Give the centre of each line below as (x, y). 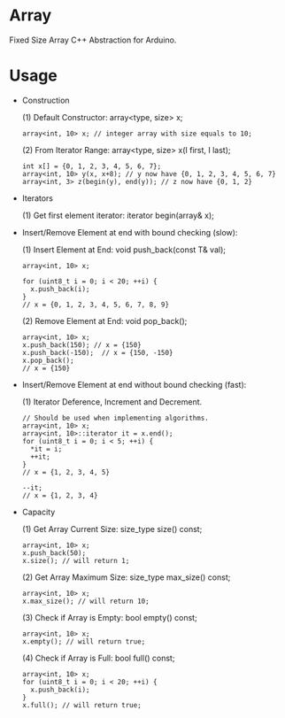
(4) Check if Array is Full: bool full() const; (98, 658)
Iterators (37, 198)
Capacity (39, 512)
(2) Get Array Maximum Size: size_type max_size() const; (126, 577)
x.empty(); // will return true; (84, 641)
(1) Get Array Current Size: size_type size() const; (112, 529)
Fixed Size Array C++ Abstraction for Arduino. (93, 40)
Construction (46, 100)
